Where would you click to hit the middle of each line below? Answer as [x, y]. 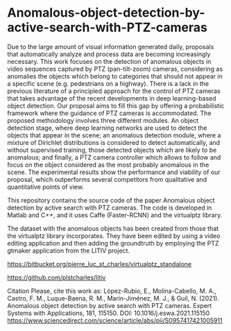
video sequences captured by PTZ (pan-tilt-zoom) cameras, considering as [115, 69]
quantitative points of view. [46, 187]
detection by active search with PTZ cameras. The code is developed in [110, 207]
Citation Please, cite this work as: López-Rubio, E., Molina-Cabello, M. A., [112, 291]
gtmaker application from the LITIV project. [69, 251]
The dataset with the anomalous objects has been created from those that [113, 228]
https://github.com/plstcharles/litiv [57, 277]
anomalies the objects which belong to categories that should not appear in [115, 76]
